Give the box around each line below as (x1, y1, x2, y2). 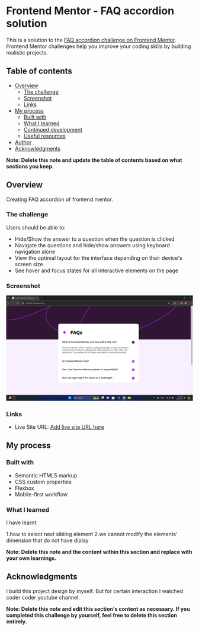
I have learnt (6, 519, 37, 526)
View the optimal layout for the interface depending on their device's (14, 254, 182, 262)
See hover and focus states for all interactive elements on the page (14, 267, 179, 274)
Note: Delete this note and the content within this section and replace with (6, 548, 192, 555)
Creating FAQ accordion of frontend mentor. (6, 196, 114, 203)
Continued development (23, 126, 83, 133)
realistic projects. (6, 49, 49, 56)
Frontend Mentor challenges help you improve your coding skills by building (6, 43, 191, 50)
